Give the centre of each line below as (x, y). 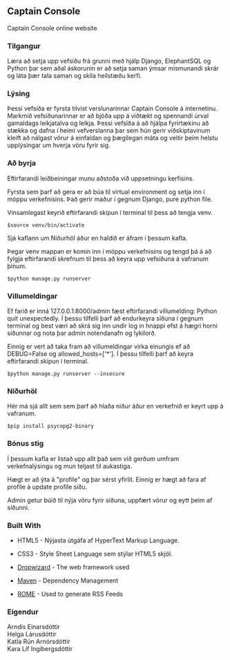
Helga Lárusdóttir (32, 634)
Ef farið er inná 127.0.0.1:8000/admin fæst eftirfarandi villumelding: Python (112, 311)
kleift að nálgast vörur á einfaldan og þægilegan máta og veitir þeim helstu (113, 138)
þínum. (17, 266)
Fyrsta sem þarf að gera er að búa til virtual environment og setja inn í (106, 191)
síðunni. (18, 507)
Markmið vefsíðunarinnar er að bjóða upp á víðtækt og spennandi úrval (108, 116)
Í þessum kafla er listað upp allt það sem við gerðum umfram (93, 458)
